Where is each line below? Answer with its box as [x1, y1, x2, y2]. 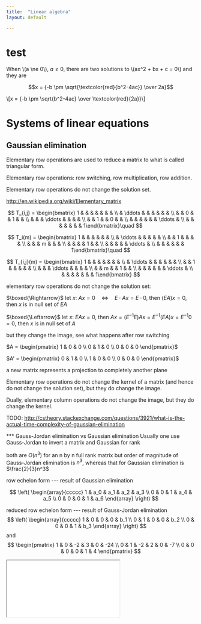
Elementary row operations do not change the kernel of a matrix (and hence [6, 378, 194, 385]
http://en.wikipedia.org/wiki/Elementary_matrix [6, 198, 122, 205]
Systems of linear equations [6, 116, 149, 130]
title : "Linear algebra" [6, 8, 71, 15]
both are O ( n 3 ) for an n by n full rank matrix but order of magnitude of [6, 451, 179, 458]
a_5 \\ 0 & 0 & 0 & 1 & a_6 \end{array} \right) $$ [43, 495, 159, 502]
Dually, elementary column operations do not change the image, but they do [6, 396, 194, 404]
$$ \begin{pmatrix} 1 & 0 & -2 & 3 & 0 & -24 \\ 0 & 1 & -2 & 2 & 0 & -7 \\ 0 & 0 [7, 541, 194, 549]
